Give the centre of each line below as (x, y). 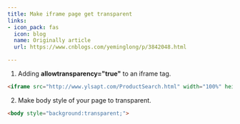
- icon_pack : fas (33, 27)
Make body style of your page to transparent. (84, 100)
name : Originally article (52, 41)
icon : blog (30, 34)
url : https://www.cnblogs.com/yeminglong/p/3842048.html (100, 47)
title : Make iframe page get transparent (70, 14)
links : (17, 21)
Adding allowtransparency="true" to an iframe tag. (94, 73)
